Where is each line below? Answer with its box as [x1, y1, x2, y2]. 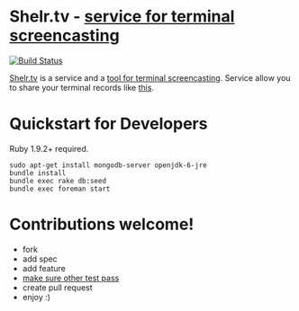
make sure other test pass [22, 272, 120, 283]
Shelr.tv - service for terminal [9, 6, 235, 27]
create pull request [22, 281, 93, 293]
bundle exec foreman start [9, 184, 111, 193]
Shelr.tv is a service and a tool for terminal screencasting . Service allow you [9, 72, 291, 83]
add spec [22, 253, 58, 264]
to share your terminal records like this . [9, 82, 155, 93]
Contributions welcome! [9, 214, 195, 235]
